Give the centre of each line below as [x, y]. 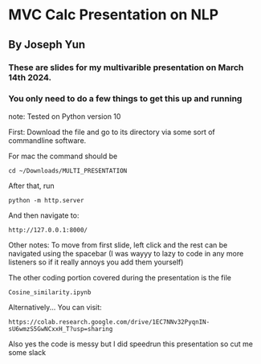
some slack [27, 352]
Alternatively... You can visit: [55, 307]
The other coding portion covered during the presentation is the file [120, 277]
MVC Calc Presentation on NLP [114, 15]
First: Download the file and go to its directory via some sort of [112, 132]
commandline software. [47, 140]
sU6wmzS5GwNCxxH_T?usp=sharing [61, 329]
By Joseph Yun [47, 45]
